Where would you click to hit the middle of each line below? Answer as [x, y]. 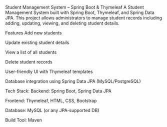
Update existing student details [37, 42]
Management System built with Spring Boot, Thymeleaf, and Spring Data [80, 12]
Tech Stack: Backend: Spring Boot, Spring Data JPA [58, 91]
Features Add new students [33, 33]
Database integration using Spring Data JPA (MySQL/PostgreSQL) [73, 81]
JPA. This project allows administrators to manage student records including [84, 18]
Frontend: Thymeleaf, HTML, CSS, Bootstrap [51, 100]
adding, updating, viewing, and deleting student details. [62, 23]
